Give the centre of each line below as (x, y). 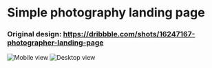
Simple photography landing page (106, 13)
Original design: (34, 34)
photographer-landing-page (55, 43)
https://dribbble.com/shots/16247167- (129, 34)
